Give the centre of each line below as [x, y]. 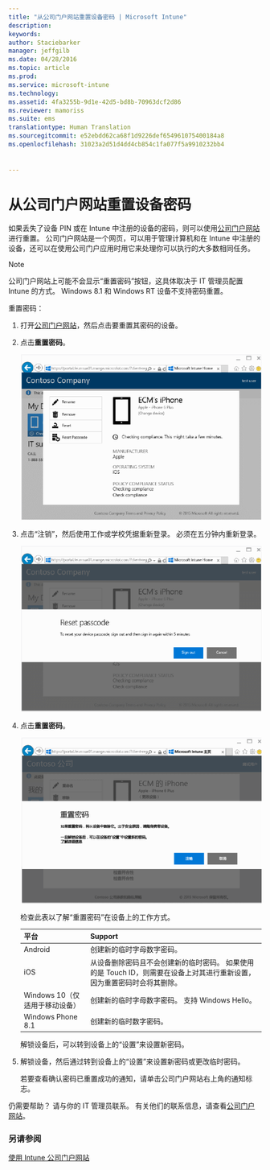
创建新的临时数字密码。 [129, 1021]
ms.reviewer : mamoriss [46, 110]
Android [37, 949]
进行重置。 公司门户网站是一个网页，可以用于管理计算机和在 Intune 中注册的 [135, 238]
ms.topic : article [39, 68]
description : [30, 25]
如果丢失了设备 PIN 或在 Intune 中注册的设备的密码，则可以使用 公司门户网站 [134, 229]
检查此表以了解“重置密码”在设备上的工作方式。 [97, 917]
